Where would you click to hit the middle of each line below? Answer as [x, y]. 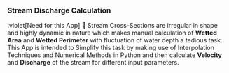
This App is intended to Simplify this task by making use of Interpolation [111, 48]
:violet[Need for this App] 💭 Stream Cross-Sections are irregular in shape [113, 26]
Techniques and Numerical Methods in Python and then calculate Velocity [114, 55]
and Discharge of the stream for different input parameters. [93, 63]
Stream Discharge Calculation [59, 10]
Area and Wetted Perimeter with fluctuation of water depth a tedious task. [115, 40]
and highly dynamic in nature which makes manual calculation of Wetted [112, 33]
